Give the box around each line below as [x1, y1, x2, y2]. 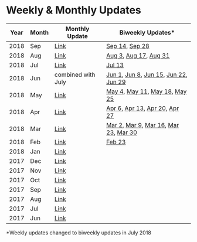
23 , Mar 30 [106, 128, 138, 137]
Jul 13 [106, 61, 124, 69]
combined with [55, 70, 96, 79]
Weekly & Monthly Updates [6, 4, 142, 17]
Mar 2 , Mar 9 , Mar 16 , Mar [106, 121, 179, 129]
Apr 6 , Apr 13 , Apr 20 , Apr [106, 104, 179, 112]
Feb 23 [106, 138, 126, 146]
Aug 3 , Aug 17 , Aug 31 [106, 51, 170, 59]
